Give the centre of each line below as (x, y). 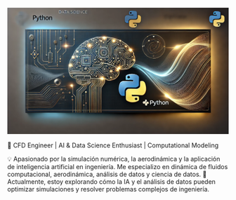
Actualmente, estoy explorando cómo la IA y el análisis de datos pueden (112, 181)
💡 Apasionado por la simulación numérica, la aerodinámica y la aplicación (114, 159)
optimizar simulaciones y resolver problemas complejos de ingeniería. (108, 189)
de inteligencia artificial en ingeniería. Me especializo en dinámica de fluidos (118, 166)
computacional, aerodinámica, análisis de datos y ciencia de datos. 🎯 (107, 174)
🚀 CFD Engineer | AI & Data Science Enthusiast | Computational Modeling (113, 145)
